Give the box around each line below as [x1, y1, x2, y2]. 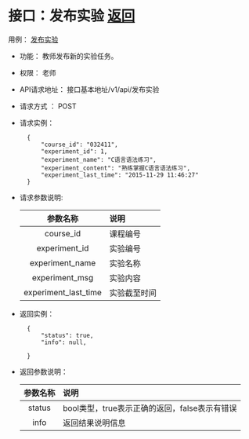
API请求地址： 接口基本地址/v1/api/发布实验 [19, 84, 160, 94]
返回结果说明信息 [62, 417, 126, 428]
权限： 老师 [19, 68, 56, 77]
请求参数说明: [19, 192, 63, 202]
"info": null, [40, 338, 87, 346]
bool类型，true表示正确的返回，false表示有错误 [62, 402, 237, 413]
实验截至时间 [109, 287, 157, 298]
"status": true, [40, 331, 94, 339]
